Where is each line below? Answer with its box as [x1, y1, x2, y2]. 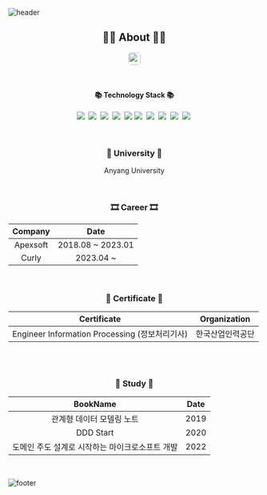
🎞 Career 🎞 [110, 202, 158, 213]
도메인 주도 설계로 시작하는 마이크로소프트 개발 [12, 441, 178, 453]
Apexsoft [14, 239, 49, 250]
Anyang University [103, 166, 165, 175]
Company [12, 225, 50, 236]
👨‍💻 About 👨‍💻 [102, 30, 166, 44]
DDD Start [75, 427, 114, 438]
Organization [199, 313, 251, 324]
